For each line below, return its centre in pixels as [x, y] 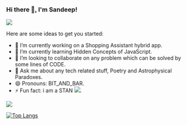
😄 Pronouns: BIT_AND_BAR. [49, 84]
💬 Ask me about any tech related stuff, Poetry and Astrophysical [93, 71]
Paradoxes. [29, 77]
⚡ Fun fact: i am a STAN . [48, 91]
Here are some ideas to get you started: [55, 34]
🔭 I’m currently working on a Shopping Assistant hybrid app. [88, 45]
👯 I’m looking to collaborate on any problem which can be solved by [98, 58]
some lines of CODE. [40, 65]
